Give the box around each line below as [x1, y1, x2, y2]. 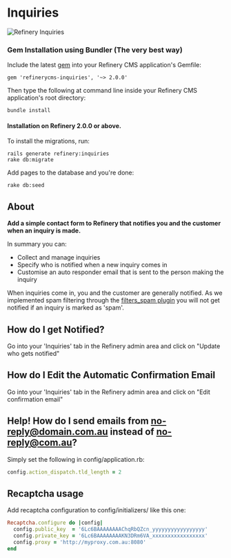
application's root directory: [7, 93, 86, 102]
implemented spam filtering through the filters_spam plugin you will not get [7, 296, 221, 305]
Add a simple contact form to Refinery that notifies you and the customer [7, 219, 221, 228]
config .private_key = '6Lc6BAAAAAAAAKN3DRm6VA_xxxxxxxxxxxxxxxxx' [13, 532, 208, 539]
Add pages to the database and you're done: [7, 168, 134, 177]
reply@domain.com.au [7, 426, 108, 438]
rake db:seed [7, 182, 45, 189]
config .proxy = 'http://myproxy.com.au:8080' [13, 539, 147, 546]
